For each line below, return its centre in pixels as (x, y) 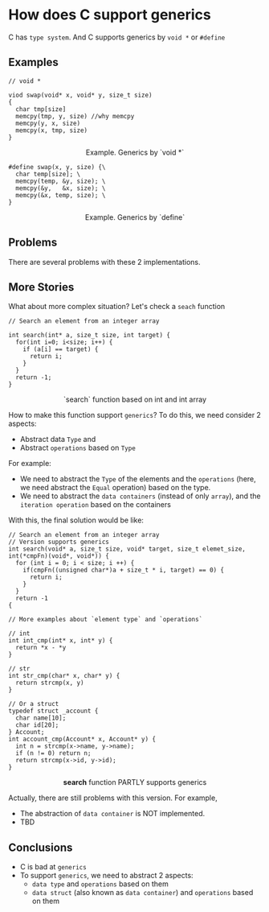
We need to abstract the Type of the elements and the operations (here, (138, 479)
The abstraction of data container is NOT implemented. (112, 814)
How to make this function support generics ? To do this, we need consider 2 (134, 415)
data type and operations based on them (100, 884)
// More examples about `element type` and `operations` (106, 620)
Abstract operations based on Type (78, 448)
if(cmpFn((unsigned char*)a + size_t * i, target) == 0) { (124, 570)
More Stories (41, 287)
